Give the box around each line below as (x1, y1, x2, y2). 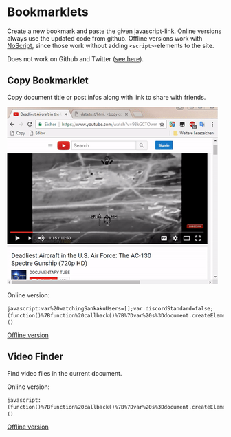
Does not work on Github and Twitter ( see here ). (7, 54, 144, 63)
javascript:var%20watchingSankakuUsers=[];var (7, 305, 143, 312)
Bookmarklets (7, 4, 89, 20)
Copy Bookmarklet (7, 75, 89, 87)
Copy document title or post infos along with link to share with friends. (7, 93, 206, 101)
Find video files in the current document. (7, 369, 122, 377)
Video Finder (7, 351, 64, 363)
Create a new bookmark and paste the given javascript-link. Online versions (7, 27, 222, 35)
